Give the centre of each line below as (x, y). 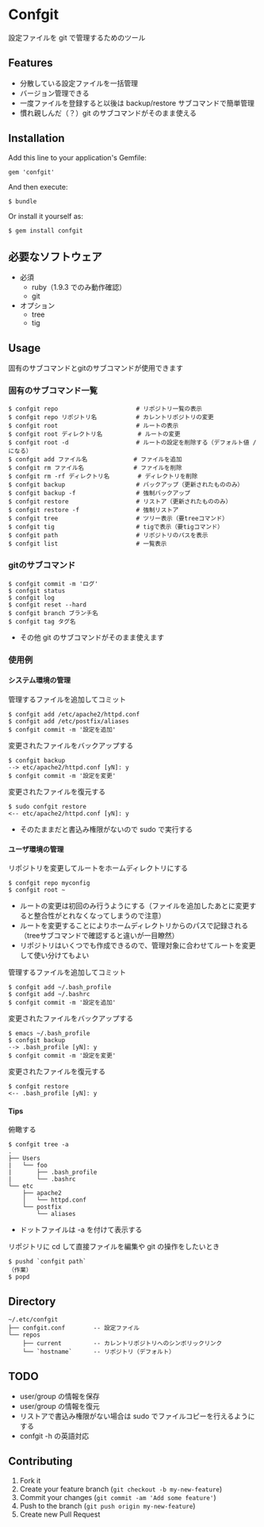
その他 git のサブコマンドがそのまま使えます (92, 637)
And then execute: (38, 187)
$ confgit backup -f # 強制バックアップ (99, 494)
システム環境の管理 (40, 680)
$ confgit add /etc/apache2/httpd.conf (74, 714)
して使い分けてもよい (54, 956)
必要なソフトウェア (55, 257)
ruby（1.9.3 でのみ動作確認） (79, 287)
